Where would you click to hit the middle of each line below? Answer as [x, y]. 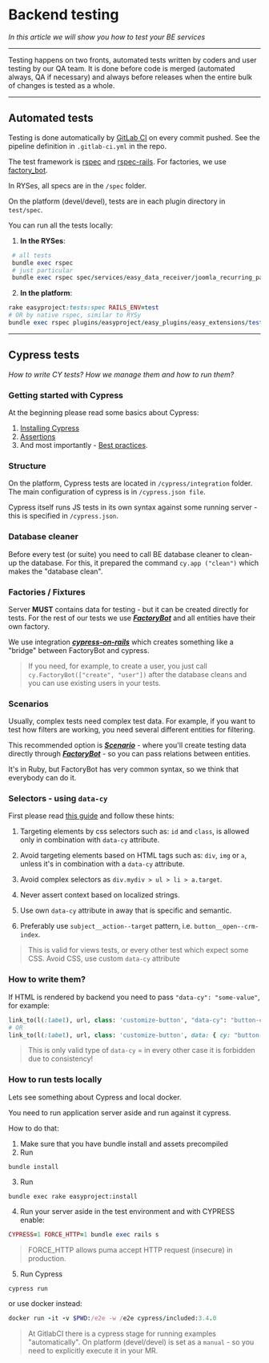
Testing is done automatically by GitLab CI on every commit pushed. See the [134, 137]
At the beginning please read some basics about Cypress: [104, 412]
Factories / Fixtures [47, 592]
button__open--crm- [227, 927]
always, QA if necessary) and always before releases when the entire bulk [130, 77]
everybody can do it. [42, 778]
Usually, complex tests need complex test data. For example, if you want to [132, 721]
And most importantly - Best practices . [84, 445]
